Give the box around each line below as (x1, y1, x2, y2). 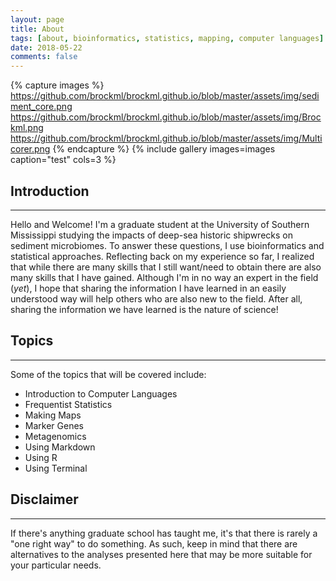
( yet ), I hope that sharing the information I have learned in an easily (10, 282, 287, 294)
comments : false (10, 52, 78, 62)
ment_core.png (10, 101, 73, 113)
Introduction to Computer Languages (24, 387, 178, 400)
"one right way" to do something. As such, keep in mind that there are (10, 537, 298, 550)
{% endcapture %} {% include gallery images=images (52, 143, 276, 155)
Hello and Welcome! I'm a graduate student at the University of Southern (10, 218, 310, 230)
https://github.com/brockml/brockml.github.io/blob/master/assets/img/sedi (10, 90, 320, 102)
